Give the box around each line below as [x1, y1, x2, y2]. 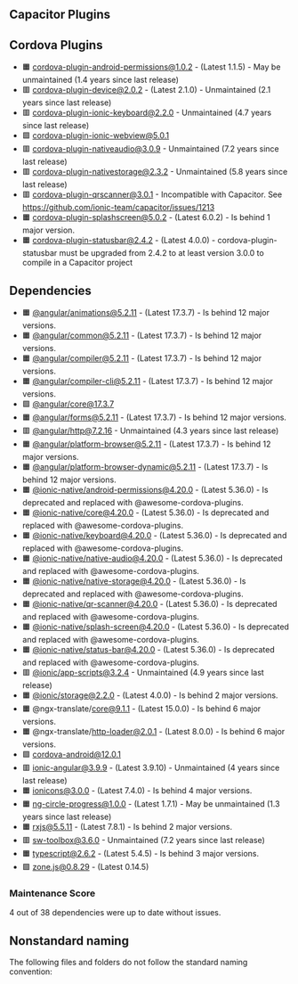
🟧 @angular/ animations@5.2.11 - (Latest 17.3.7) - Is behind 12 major [21, 307, 270, 318]
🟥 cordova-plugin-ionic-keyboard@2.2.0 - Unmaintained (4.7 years [21, 107, 272, 119]
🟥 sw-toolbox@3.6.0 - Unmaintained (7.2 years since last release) [21, 835, 265, 846]
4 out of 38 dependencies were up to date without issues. [9, 907, 221, 918]
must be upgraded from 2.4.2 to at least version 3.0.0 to [59, 248, 264, 258]
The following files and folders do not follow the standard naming [9, 957, 248, 968]
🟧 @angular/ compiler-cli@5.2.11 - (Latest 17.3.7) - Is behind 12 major [21, 376, 274, 387]
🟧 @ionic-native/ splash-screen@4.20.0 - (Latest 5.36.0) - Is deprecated [21, 621, 289, 632]
